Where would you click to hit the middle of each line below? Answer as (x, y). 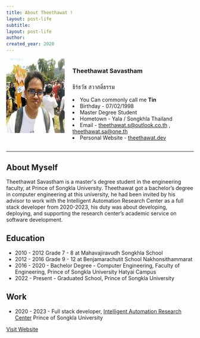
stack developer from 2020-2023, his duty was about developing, (87, 207)
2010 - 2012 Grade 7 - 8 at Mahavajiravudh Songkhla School (89, 253)
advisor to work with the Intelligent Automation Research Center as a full (95, 201)
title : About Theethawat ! (40, 13)
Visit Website (22, 329)
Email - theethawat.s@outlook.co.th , (125, 125)
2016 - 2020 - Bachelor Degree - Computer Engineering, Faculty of (97, 265)
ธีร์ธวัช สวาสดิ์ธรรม (93, 86)
